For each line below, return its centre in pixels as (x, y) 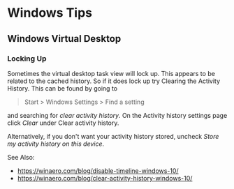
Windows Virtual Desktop (64, 39)
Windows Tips (50, 13)
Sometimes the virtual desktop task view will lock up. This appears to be (111, 73)
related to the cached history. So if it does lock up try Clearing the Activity (114, 81)
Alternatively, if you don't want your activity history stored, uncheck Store (113, 136)
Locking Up (27, 59)
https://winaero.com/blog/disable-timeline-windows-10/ (98, 171)
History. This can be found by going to (62, 88)
